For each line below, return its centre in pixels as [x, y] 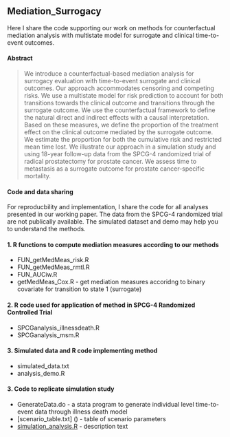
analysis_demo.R [41, 373]
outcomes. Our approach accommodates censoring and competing [119, 88]
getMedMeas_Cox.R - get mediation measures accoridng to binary [111, 282]
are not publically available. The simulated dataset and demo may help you [113, 222]
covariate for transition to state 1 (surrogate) [79, 289]
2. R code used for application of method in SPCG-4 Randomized [101, 305]
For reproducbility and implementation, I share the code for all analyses [108, 207]
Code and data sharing [40, 191]
